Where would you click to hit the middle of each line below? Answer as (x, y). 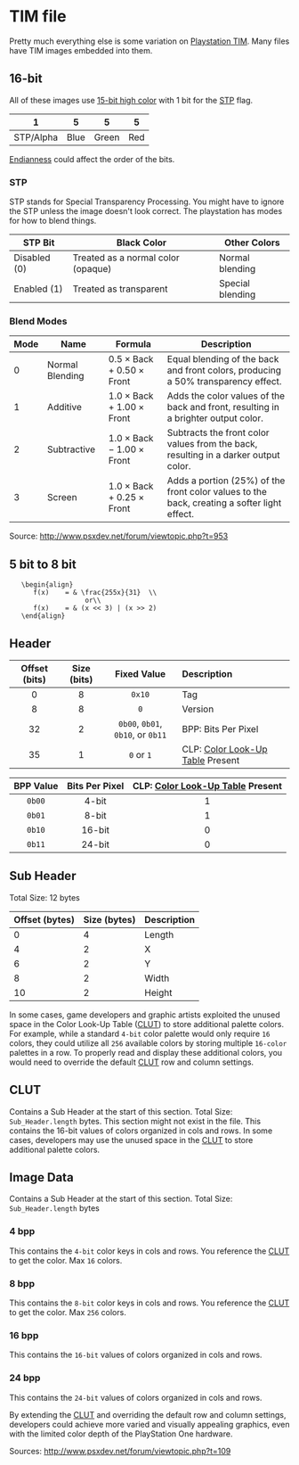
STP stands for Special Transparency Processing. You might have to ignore (147, 202)
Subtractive (72, 449)
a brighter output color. (215, 418)
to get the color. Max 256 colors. (68, 1312)
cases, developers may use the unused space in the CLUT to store (131, 1140)
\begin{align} (47, 585)
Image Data (41, 1177)
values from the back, (212, 444)
